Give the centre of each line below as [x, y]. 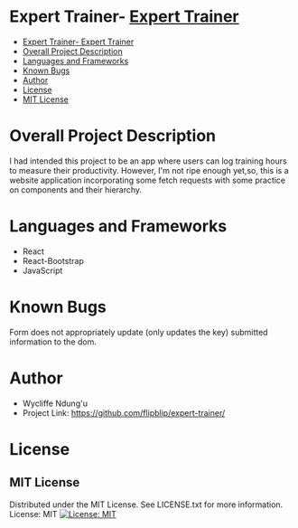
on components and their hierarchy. [76, 189]
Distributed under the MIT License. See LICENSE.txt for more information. [146, 504]
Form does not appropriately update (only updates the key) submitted [139, 332]
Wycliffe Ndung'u [55, 403]
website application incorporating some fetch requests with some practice [148, 180]
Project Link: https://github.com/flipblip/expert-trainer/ [124, 412]
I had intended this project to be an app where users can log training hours [148, 161]
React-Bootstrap [53, 260]
